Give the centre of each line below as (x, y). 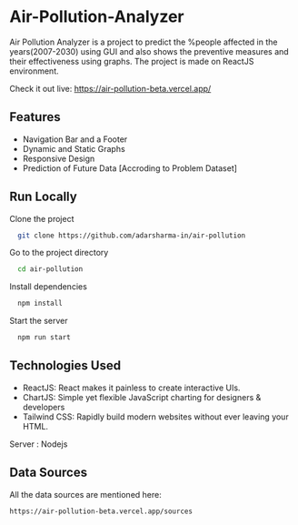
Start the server (39, 321)
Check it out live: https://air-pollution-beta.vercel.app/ (110, 88)
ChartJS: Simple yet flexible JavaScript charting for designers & (142, 397)
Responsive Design (59, 158)
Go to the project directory (59, 253)
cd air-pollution (50, 269)
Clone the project (42, 218)
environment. (34, 71)
